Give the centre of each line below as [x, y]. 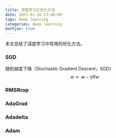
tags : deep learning [27, 19]
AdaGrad [16, 104]
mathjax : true [20, 29]
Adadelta [17, 117]
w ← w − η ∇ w [85, 77]
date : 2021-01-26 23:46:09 [34, 15]
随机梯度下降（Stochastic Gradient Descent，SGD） [60, 69]
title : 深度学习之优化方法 [30, 10]
